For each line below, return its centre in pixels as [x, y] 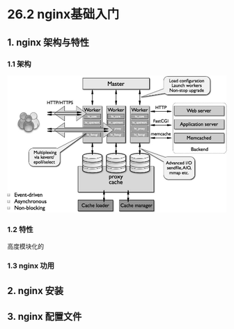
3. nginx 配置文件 [45, 317]
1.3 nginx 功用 [31, 266]
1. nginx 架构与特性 [48, 42]
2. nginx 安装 [36, 291]
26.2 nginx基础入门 [63, 14]
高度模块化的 [25, 246]
